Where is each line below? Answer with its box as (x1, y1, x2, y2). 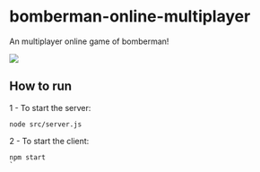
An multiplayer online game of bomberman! (9, 36, 169, 47)
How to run (9, 79, 73, 94)
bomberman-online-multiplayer (9, 6, 251, 27)
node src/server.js (9, 119, 82, 129)
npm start (9, 152, 47, 162)
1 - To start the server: (9, 102, 91, 113)
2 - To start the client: (9, 135, 90, 146)
